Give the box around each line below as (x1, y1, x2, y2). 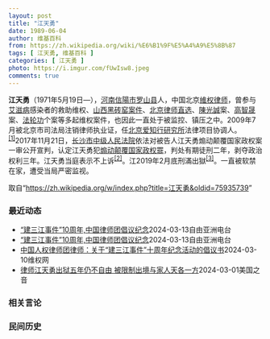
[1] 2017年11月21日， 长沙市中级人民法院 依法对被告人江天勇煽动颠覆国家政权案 (8, 134, 263, 145)
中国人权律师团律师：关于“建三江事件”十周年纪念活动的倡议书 (19, 245, 225, 254)
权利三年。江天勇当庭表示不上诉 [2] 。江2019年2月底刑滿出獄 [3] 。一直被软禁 (8, 155, 256, 165)
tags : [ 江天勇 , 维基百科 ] (8, 49, 94, 57)
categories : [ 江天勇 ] (8, 57, 85, 65)
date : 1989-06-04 (8, 27, 67, 35)
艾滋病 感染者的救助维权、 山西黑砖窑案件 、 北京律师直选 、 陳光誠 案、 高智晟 (8, 105, 255, 114)
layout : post (8, 11, 52, 20)
